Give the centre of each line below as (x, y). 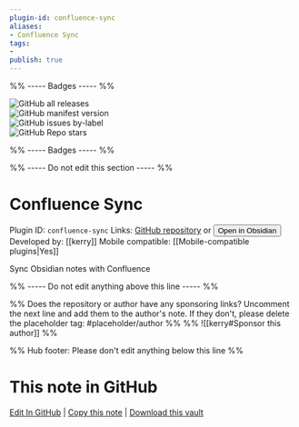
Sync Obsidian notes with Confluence (80, 268)
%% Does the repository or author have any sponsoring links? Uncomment (149, 303)
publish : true (36, 60)
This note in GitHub (84, 387)
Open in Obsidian (247, 230)
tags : (20, 43)
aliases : (26, 26)
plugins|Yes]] (34, 251)
